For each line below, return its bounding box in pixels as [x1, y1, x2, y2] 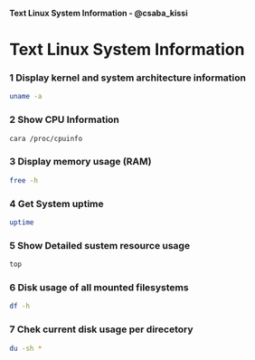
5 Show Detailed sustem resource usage [9, 239, 191, 251]
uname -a [9, 92, 42, 101]
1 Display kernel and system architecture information [9, 71, 247, 84]
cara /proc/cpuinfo [9, 134, 83, 143]
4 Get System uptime [9, 197, 104, 210]
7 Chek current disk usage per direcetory [9, 323, 194, 336]
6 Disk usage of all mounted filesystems [9, 280, 189, 293]
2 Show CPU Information [9, 113, 120, 126]
